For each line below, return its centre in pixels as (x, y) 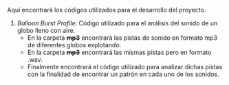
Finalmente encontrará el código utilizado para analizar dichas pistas (125, 67)
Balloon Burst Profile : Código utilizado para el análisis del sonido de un (117, 23)
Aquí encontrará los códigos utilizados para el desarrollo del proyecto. (107, 10)
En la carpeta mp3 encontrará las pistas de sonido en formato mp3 (122, 38)
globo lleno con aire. (46, 31)
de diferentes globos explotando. (74, 45)
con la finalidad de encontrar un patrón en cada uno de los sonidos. (123, 74)
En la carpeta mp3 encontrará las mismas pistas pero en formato (119, 52)
